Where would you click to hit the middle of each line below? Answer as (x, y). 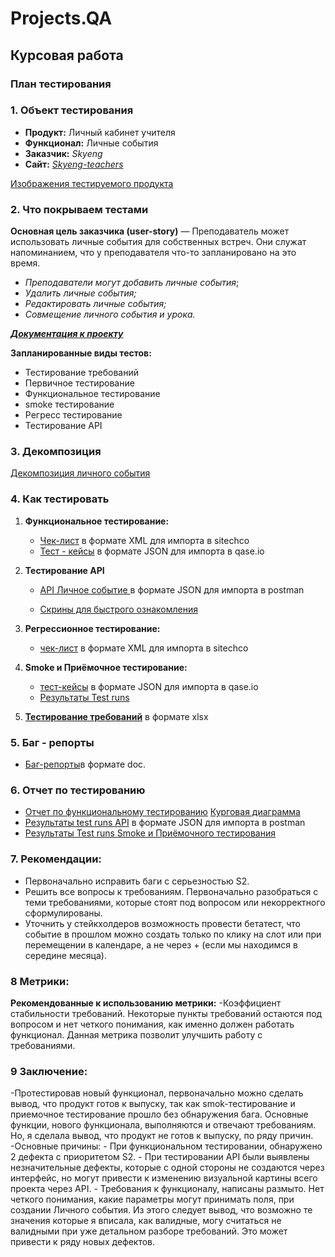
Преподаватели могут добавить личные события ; (132, 283)
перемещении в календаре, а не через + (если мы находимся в (161, 944)
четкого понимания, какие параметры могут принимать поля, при (152, 1199)
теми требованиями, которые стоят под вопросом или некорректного (175, 902)
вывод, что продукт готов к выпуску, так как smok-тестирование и (153, 1104)
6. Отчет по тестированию (78, 790)
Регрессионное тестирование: (92, 628)
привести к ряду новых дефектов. (83, 1242)
